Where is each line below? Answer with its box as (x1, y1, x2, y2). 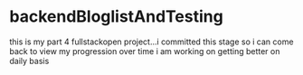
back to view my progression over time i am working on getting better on (9, 45, 280, 56)
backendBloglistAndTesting (9, 6, 223, 27)
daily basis (9, 55, 50, 66)
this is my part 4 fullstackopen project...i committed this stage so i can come (9, 36, 294, 47)
